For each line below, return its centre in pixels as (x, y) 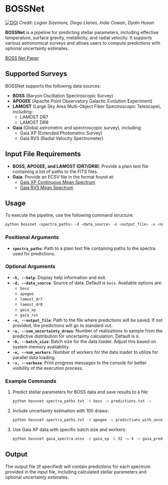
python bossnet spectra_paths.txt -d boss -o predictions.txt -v (82, 401)
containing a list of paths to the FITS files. (55, 172)
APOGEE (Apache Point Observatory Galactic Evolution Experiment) (82, 101)
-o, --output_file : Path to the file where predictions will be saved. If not (87, 320)
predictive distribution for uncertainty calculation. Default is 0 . (76, 336)
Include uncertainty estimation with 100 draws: (60, 411)
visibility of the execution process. (48, 368)
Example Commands (31, 381)
